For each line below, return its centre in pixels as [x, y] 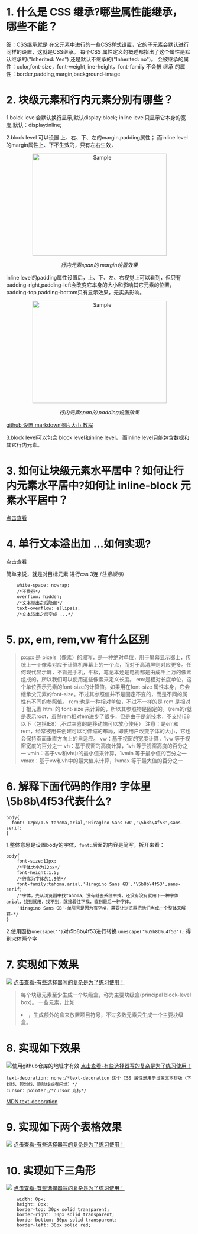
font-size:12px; [37, 861]
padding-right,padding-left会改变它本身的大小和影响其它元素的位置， [90, 285]
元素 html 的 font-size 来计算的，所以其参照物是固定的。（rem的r [109, 709]
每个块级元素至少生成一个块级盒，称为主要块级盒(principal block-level [106, 995]
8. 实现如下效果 [43, 1048]
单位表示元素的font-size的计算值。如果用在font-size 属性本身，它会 [108, 687]
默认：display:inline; [37, 125]
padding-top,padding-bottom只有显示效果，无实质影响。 [75, 292]
